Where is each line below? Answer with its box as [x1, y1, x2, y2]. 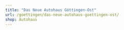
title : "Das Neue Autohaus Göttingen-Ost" [5, 7, 97, 13]
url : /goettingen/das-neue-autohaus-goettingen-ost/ [5, 12, 119, 17]
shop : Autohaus [5, 17, 38, 22]
